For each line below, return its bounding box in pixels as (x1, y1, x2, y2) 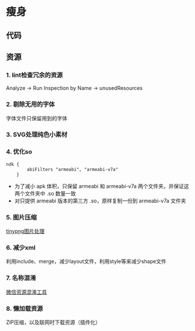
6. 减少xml (6, 243, 36, 252)
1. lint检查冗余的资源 (6, 71, 63, 79)
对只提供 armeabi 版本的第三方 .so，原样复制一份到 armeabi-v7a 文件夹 (14, 197, 186, 204)
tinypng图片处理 (6, 228, 45, 235)
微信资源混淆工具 (6, 288, 47, 295)
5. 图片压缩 (6, 213, 37, 221)
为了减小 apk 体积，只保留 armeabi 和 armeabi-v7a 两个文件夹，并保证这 (14, 182, 189, 190)
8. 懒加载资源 (6, 304, 43, 312)
